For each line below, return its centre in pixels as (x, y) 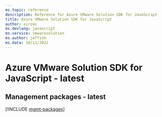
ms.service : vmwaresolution (35, 33)
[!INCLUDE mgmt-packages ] (35, 109)
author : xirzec (21, 24)
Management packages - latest (56, 97)
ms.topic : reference (27, 10)
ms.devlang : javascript (30, 29)
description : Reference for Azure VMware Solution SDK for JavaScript (81, 15)
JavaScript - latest (45, 78)
